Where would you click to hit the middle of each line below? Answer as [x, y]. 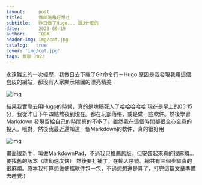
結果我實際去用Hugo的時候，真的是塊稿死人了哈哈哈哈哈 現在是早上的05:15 [99, 106]
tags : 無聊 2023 [26, 56]
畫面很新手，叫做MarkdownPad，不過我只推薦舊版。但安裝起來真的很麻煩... [100, 153]
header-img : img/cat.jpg [37, 40]
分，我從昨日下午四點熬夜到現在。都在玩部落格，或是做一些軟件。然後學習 [98, 114]
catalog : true [26, 46]
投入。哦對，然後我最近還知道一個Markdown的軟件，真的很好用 [85, 129]
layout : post [28, 12]
